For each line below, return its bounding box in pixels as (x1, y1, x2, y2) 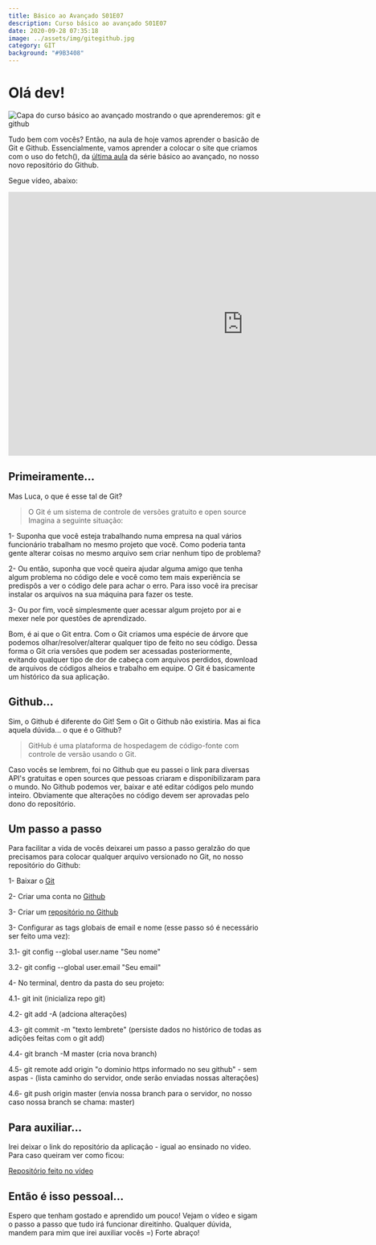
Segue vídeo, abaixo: (8, 175, 79, 185)
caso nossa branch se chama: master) (8, 1097, 135, 1107)
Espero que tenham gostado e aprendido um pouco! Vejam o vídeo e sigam (8, 1211, 258, 1220)
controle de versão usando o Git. (27, 749, 137, 758)
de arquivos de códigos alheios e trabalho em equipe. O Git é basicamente (8, 663, 255, 672)
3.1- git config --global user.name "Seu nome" (8, 947, 161, 957)
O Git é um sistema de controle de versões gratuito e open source (27, 507, 247, 516)
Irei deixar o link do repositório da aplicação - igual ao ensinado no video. (8, 1142, 251, 1152)
